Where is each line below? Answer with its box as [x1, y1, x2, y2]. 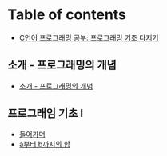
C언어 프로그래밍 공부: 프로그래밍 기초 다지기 [18, 33, 159, 42]
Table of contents [7, 6, 127, 24]
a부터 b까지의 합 [18, 139, 71, 149]
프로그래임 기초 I [7, 107, 84, 120]
